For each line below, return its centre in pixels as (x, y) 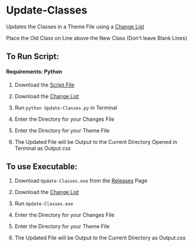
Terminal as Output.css (43, 148)
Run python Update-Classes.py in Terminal (66, 107)
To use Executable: (42, 167)
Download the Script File (44, 85)
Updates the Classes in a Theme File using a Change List (75, 27)
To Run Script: (33, 57)
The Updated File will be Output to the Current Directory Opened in (96, 141)
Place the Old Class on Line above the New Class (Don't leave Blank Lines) (96, 38)
